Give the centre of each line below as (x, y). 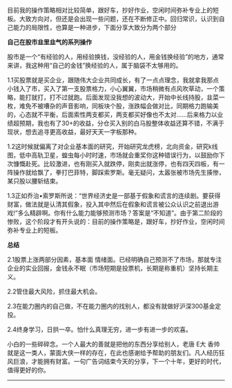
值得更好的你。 (28, 370)
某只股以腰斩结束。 (35, 181)
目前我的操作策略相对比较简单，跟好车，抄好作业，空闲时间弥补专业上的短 (113, 10)
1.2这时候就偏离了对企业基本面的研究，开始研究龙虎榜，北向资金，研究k (109, 146)
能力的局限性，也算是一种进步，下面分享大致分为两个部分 (95, 27)
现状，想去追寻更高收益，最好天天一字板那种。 (74, 132)
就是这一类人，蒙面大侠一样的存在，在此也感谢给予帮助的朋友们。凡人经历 (113, 353)
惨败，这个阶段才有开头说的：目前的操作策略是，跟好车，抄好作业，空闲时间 (116, 222)
